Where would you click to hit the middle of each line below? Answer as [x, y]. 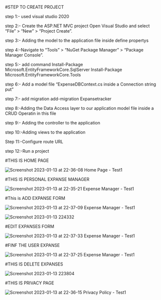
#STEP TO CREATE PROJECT [35, 7]
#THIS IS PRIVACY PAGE [30, 283]
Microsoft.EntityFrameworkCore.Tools [43, 75]
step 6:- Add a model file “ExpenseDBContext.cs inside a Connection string [81, 84]
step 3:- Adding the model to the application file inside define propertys [77, 40]
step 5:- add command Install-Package [44, 64]
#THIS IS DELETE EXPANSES [34, 264]
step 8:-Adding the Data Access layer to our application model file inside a [80, 108]
